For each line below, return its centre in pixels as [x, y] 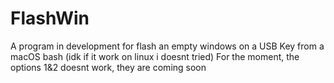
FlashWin [50, 18]
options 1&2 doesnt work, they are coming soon [108, 67]
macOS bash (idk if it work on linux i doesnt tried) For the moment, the [155, 56]
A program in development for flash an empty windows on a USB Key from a [167, 46]
